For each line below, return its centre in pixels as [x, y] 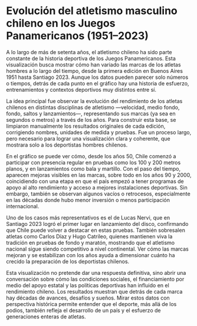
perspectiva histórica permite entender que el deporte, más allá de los [91, 304]
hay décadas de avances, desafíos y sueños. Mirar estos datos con [88, 298]
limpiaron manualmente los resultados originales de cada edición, [86, 126]
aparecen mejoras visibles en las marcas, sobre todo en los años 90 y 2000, [99, 175]
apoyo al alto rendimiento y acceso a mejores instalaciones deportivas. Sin [97, 187]
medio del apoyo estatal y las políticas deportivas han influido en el [88, 285]
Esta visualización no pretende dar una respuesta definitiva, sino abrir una [96, 272]
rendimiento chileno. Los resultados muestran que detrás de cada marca [94, 291]
